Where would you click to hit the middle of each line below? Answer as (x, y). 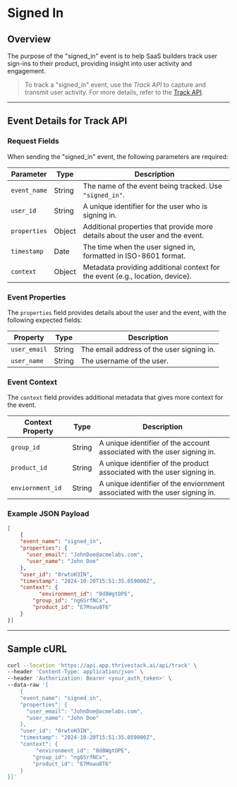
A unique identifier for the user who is (145, 206)
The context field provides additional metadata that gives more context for (115, 398)
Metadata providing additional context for (151, 267)
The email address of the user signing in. (148, 349)
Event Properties (37, 297)
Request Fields (34, 141)
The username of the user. (125, 360)
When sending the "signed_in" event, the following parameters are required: (118, 156)
